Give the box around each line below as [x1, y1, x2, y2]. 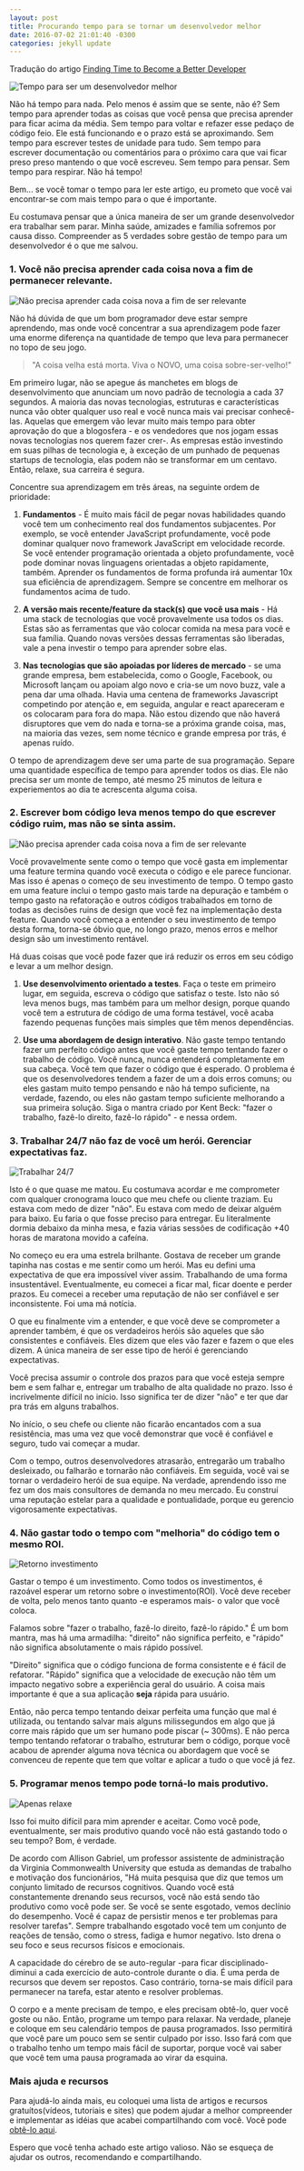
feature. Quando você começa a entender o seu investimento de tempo [9, 914, 277, 925]
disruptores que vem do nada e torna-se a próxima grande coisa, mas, [22, 717, 287, 728]
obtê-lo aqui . [9, 2125, 57, 2136]
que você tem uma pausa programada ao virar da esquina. [9, 2052, 229, 2063]
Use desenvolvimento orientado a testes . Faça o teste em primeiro [22, 978, 277, 989]
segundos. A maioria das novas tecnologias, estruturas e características [9, 396, 279, 407]
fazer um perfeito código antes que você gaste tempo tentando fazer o [22, 1044, 289, 1055]
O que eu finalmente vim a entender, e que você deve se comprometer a [9, 1316, 280, 1327]
